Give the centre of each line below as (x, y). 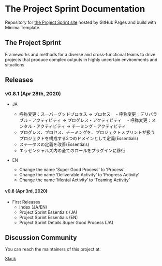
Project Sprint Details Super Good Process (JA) (66, 222)
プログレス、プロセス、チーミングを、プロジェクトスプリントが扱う (87, 132)
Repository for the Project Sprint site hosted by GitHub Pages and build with (81, 22)
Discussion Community (41, 238)
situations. (15, 64)
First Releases (26, 202)
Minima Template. (23, 27)
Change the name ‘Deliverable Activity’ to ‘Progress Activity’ (79, 175)
